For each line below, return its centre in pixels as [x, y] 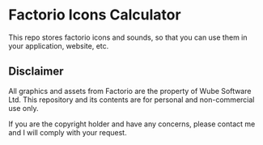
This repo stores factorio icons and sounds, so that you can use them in [128, 37]
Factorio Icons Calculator [95, 15]
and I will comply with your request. [68, 132]
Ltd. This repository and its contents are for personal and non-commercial [131, 100]
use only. [23, 108]
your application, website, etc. [59, 45]
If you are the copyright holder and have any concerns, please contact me [132, 124]
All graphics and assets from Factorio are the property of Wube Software [130, 91]
